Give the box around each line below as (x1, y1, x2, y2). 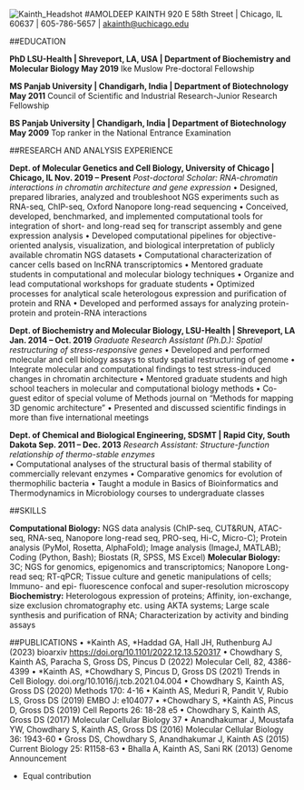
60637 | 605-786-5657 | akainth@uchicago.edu (9, 18, 189, 29)
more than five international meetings (9, 412, 150, 423)
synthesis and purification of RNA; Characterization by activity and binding (9, 610, 289, 620)
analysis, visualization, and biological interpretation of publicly (42, 240, 275, 250)
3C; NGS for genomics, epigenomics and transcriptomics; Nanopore (9, 562, 265, 572)
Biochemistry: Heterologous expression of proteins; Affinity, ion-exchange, (9, 591, 292, 601)
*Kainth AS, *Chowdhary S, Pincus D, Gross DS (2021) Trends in (37, 666, 280, 676)
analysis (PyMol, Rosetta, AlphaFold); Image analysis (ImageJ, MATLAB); (9, 542, 281, 553)
